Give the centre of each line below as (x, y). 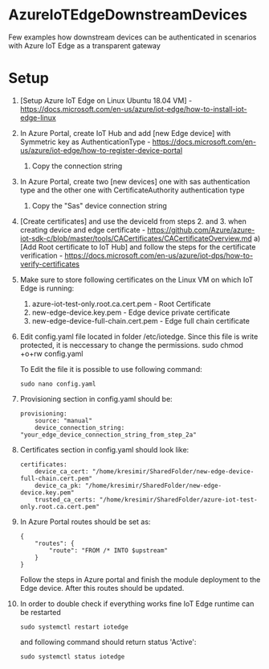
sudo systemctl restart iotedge (74, 627)
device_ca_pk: (58, 485)
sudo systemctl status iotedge (72, 657)
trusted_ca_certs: (65, 500)
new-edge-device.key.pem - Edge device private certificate (131, 312)
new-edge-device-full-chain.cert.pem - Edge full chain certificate (141, 320)
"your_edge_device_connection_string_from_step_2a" (108, 435)
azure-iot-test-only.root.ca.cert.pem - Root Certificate (121, 304)
